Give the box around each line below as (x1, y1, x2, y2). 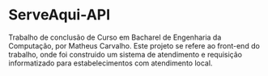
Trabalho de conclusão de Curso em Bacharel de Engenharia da (8, 32, 222, 42)
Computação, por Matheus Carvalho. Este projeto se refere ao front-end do (8, 40, 261, 50)
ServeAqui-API (8, 6, 111, 24)
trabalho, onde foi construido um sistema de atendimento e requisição (8, 49, 243, 59)
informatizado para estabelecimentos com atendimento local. (8, 58, 213, 68)
